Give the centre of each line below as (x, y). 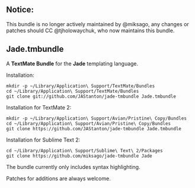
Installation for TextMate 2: (39, 107)
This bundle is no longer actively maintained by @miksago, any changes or (98, 24)
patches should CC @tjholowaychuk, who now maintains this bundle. (90, 30)
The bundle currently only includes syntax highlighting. (73, 167)
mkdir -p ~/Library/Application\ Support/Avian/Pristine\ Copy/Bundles (96, 118)
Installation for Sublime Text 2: (43, 140)
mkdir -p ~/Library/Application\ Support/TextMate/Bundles (81, 86)
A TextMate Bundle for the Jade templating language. (72, 63)
